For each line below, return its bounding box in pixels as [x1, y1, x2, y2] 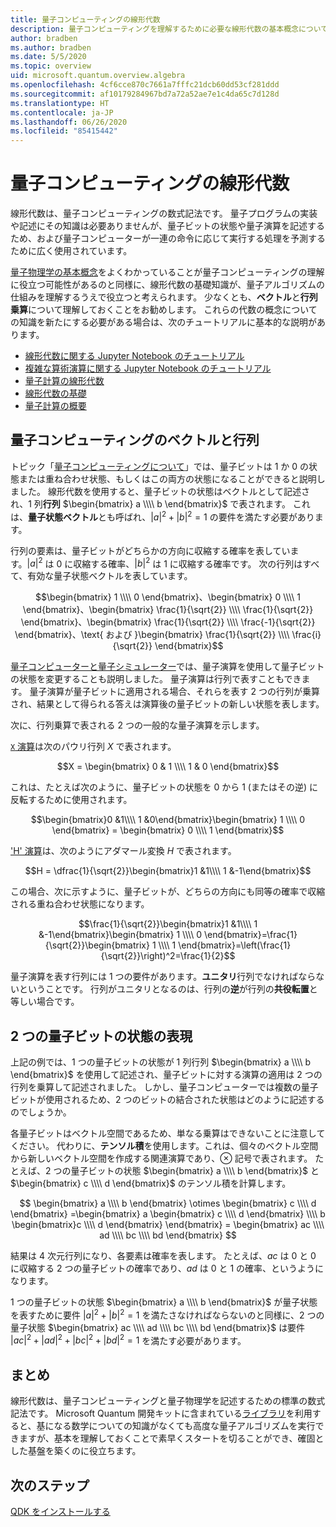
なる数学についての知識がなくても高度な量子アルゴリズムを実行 [53, 1420, 316, 1432]
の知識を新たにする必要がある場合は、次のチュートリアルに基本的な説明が [10, 316, 317, 328]
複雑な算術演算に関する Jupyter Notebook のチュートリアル [24, 362, 272, 375]
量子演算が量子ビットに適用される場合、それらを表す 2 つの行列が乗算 [29, 686, 320, 698]
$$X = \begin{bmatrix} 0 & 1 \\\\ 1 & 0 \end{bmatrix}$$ [56, 761, 280, 773]
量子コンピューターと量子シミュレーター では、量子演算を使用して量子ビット [10, 661, 325, 673]
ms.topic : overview [10, 61, 92, 71]
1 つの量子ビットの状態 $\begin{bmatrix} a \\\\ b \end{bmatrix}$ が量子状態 [10, 1296, 318, 1308]
